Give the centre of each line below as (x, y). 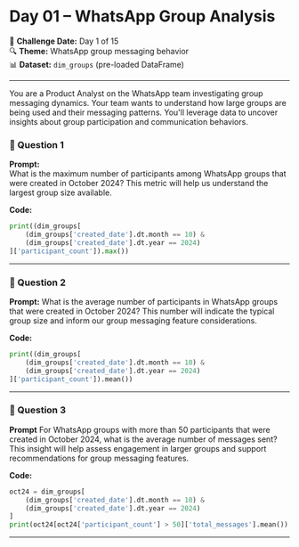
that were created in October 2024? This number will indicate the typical (142, 311)
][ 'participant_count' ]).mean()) (71, 379)
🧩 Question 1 (36, 144)
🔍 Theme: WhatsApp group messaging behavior (99, 51)
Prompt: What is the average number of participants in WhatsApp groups (144, 302)
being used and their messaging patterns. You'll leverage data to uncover (144, 112)
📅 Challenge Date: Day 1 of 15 (64, 41)
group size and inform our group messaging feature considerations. (133, 321)
